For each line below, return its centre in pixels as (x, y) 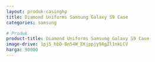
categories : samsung (32, 22)
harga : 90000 (22, 50)
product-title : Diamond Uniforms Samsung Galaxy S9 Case (78, 39)
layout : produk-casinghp (37, 12)
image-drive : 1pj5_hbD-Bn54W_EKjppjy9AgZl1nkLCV (67, 44)
